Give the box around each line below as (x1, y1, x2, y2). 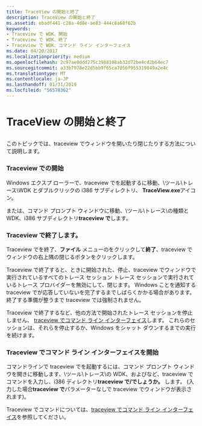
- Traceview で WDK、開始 (6, 31, 68, 37)
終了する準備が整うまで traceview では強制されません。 (6, 296, 145, 304)
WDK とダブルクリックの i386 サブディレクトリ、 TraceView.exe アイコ (18, 186, 196, 193)
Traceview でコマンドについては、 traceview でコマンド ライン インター (6, 406, 183, 413)
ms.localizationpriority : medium (6, 54, 90, 60)
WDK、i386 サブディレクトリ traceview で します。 (6, 215, 131, 222)
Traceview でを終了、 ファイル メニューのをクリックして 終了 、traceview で (6, 246, 193, 253)
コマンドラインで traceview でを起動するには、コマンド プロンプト (6, 363, 172, 371)
